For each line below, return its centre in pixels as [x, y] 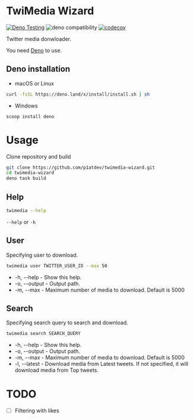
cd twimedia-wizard [30, 173]
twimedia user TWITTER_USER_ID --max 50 [57, 266]
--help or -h [21, 222]
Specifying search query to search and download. [67, 323]
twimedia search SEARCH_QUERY [44, 334]
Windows [26, 106]
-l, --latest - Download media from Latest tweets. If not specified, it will [101, 364]
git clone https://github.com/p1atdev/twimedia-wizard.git [81, 168]
